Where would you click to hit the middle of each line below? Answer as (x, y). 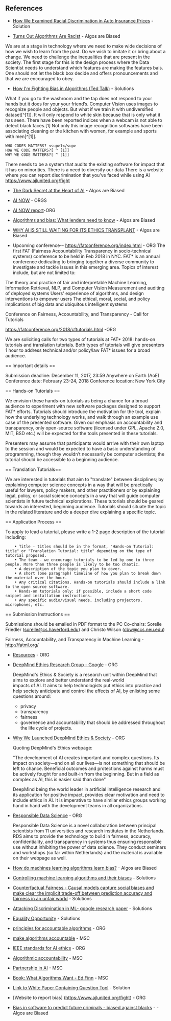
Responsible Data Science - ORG (47, 815)
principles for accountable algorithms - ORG (59, 928)
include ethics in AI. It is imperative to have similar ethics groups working (89, 800)
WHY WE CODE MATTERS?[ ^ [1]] (38, 155)
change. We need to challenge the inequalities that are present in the (78, 57)
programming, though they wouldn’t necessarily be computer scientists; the (85, 454)
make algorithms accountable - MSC (51, 938)
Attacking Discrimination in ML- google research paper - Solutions (82, 908)
